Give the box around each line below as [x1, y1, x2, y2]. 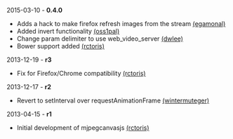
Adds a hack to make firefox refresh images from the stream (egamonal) [16, 20, 226, 27]
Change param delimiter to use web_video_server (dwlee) [16, 34, 184, 43]
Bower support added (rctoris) [16, 42, 105, 50]
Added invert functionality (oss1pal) [16, 27, 120, 35]
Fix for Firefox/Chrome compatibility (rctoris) [16, 69, 146, 77]
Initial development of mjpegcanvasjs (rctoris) [16, 124, 149, 132]
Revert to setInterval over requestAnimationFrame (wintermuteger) [16, 96, 210, 105]
